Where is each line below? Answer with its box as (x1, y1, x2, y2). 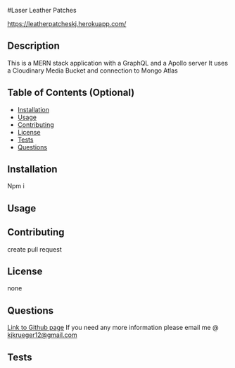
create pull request (7, 245, 62, 253)
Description (7, 40, 60, 52)
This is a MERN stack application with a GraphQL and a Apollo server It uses (7, 59, 229, 67)
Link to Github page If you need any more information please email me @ (7, 324, 219, 332)
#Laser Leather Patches (7, 6, 77, 14)
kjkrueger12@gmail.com (7, 331, 77, 339)
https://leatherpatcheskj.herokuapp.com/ (7, 20, 127, 27)
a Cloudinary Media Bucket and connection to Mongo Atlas (7, 66, 178, 75)
